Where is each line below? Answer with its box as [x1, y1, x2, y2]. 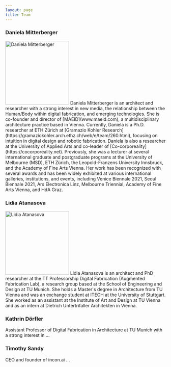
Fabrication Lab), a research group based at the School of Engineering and [5, 281, 162, 287]
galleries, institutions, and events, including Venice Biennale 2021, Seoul [5, 175, 157, 181]
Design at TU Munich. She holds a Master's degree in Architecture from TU [5, 286, 163, 293]
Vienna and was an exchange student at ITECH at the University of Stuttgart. [5, 292, 166, 298]
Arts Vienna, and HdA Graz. [5, 187, 64, 193]
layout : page [5, 7, 33, 13]
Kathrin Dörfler [5, 316, 43, 323]
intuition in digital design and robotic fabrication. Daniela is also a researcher [5, 138, 166, 144]
